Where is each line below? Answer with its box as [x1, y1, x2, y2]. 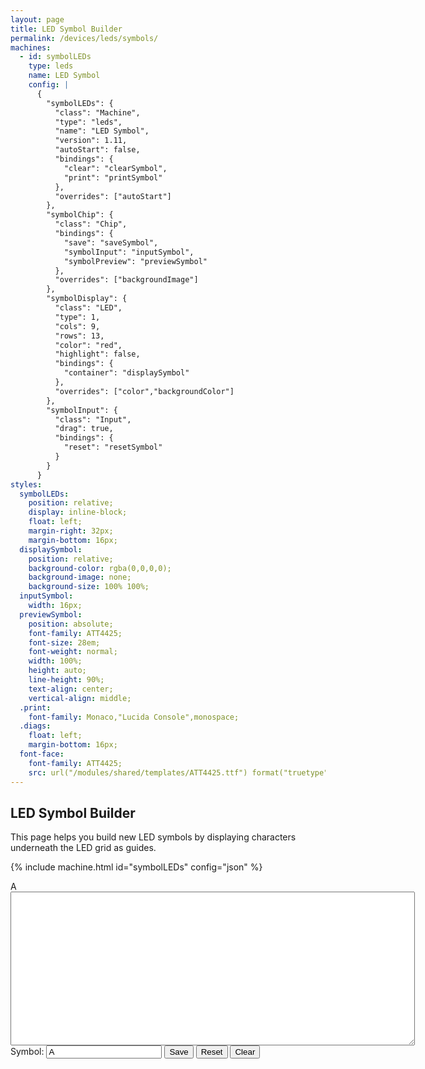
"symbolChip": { [46, 210, 114, 220]
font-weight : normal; [28, 647, 118, 657]
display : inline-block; [28, 507, 128, 518]
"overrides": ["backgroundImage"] [54, 275, 199, 285]
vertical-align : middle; [28, 693, 132, 703]
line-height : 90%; [28, 675, 105, 685]
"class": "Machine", [54, 107, 141, 118]
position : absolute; [28, 619, 114, 629]
